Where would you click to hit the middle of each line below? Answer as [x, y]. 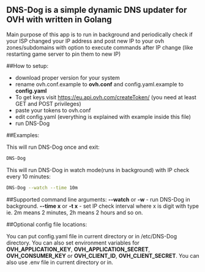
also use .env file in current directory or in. [60, 262]
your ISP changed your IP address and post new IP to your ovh [85, 41]
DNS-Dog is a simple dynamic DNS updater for [97, 10]
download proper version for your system [68, 77]
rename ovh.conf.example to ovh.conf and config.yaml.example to [99, 84]
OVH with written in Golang [59, 20]
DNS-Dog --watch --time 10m [42, 187]
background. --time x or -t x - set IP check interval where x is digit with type [103, 206]
